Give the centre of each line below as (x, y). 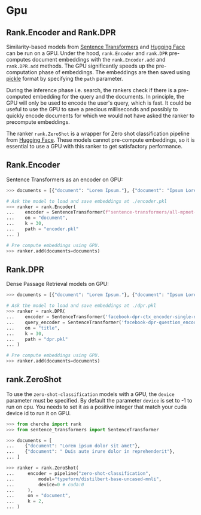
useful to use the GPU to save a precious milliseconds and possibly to (92, 109)
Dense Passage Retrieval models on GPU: (57, 284)
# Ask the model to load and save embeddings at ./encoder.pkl (87, 201)
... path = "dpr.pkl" (37, 339)
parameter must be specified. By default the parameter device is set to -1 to (99, 400)
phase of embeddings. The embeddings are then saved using (114, 72)
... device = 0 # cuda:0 (45, 484)
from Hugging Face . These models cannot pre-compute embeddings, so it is (100, 140)
